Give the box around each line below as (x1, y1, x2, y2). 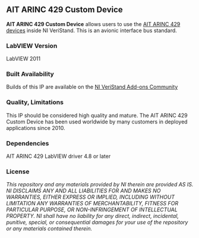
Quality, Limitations (6, 98, 64, 106)
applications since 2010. (6, 124, 65, 131)
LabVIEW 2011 (6, 55, 40, 62)
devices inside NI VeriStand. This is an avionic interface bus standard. (6, 27, 177, 34)
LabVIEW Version (6, 42, 58, 50)
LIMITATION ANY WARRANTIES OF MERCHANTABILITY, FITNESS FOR (6, 200, 179, 207)
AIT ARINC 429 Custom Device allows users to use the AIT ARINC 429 (6, 20, 181, 27)
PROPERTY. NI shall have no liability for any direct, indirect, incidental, (6, 212, 179, 220)
